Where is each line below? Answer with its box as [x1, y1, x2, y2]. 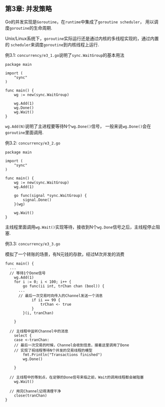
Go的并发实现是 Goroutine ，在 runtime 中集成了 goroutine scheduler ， [5, 19, 144, 25]
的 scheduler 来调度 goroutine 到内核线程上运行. [5, 42, 99, 47]
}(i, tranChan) [23, 311, 54, 316]
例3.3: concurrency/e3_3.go [5, 240, 61, 246]
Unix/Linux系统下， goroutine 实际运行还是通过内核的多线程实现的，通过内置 [5, 35, 159, 41]
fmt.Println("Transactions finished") [23, 352, 102, 357]
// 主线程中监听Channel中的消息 [9, 328, 68, 334]
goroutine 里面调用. [5, 129, 44, 135]
